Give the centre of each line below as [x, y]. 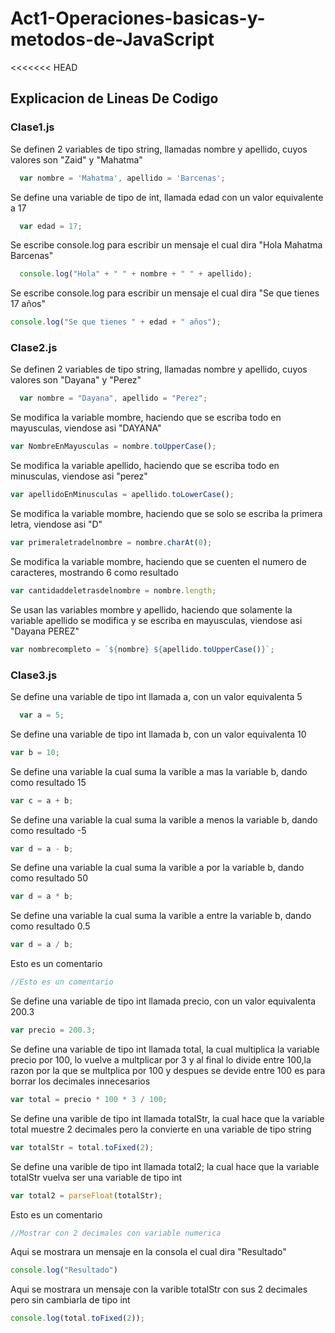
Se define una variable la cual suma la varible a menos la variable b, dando [164, 819]
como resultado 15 [48, 782]
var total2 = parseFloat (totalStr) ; [86, 1195]
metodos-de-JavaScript [112, 39]
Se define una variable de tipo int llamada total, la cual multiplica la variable [165, 1049]
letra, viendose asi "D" [56, 524]
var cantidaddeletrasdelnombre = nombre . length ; [113, 590]
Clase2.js [34, 348]
